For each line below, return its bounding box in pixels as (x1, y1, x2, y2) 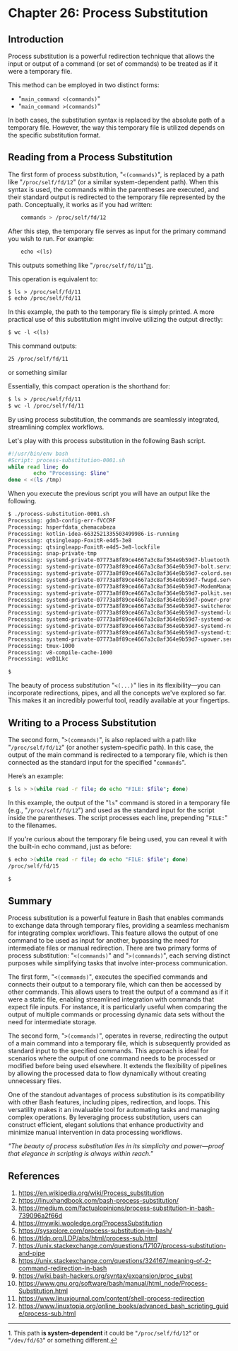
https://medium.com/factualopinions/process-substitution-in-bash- (18, 1204, 215, 1213)
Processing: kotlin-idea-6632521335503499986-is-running (8, 530, 179, 537)
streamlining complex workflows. (8, 422, 105, 431)
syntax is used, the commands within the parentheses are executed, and (8, 185, 220, 194)
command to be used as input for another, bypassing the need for (8, 936, 200, 945)
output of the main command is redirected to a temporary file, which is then (8, 751, 228, 759)
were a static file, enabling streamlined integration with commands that (8, 995, 215, 1004)
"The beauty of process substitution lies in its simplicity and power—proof (8, 1142, 225, 1150)
